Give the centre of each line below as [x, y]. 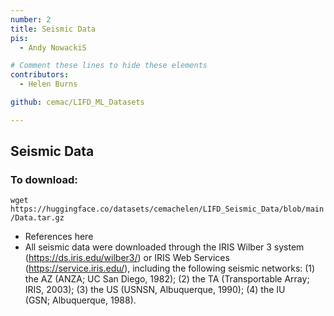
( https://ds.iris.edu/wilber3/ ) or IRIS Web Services [127, 258]
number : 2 [31, 19]
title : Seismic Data [53, 29]
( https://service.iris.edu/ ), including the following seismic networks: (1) [170, 268]
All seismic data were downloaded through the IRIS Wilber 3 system [164, 247]
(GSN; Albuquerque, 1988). [80, 300]
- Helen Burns [48, 84]
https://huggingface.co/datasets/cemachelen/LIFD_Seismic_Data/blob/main [167, 209]
